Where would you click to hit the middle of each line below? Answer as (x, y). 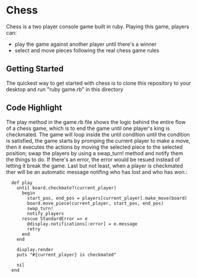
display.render (35, 249)
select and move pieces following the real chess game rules (87, 50)
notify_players (46, 213)
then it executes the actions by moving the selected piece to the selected (94, 147)
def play (22, 183)
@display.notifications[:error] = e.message (82, 224)
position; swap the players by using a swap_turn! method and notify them (95, 153)
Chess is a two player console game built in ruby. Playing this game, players (98, 26)
